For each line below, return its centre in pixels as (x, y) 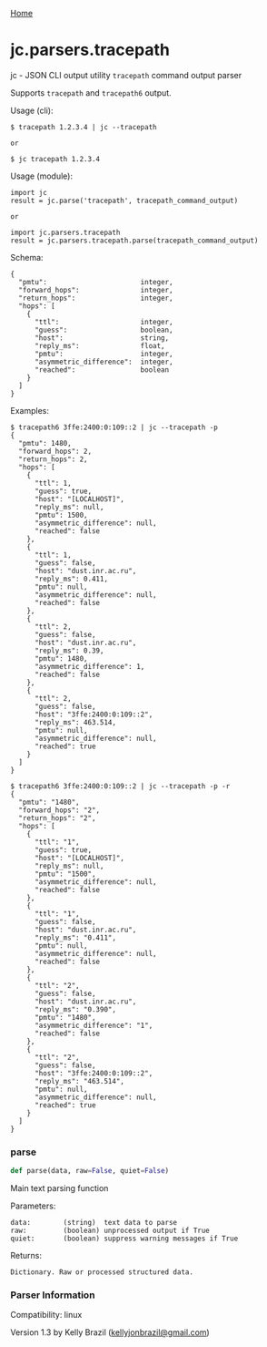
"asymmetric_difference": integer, (104, 362)
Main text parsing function (59, 1188)
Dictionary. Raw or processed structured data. (102, 1272)
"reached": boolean (102, 370)
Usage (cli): (32, 110)
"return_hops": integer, (96, 298)
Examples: (30, 410)
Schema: (27, 257)
